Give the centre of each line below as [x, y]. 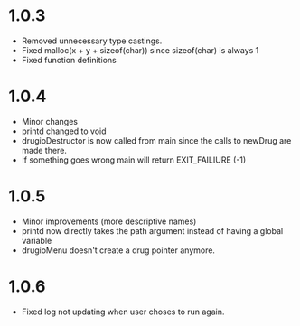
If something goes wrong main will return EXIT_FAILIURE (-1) [134, 160]
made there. [44, 150]
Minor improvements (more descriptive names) [109, 221]
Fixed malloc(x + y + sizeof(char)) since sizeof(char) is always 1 [140, 50]
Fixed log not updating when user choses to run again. [123, 312]
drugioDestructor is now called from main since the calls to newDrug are [156, 140]
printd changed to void [64, 131]
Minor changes [50, 121]
